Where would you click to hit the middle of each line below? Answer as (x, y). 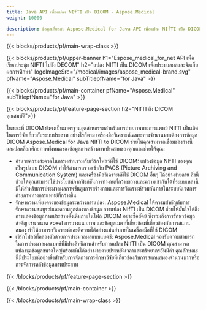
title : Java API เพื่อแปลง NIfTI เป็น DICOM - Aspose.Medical (81, 12)
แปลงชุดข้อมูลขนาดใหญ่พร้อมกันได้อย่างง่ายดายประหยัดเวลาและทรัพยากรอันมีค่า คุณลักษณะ (106, 251)
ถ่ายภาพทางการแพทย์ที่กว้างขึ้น (46, 195)
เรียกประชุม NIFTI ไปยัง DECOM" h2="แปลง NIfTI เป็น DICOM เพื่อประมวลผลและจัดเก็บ (102, 65)
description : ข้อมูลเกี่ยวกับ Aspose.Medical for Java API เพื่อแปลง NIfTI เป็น (96, 29)
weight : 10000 (25, 18)
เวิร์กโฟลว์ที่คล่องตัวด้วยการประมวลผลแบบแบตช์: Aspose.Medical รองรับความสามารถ (105, 237)
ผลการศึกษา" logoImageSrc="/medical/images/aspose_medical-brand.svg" (99, 72)
